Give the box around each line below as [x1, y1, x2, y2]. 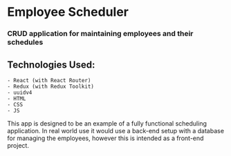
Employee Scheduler [7, 4, 129, 20]
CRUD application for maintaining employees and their [7, 29, 194, 39]
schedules [7, 37, 44, 47]
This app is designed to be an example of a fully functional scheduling [7, 119, 207, 128]
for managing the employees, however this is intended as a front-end [7, 134, 204, 142]
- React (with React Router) [7, 77, 91, 84]
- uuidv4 [7, 89, 33, 96]
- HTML [7, 95, 26, 102]
